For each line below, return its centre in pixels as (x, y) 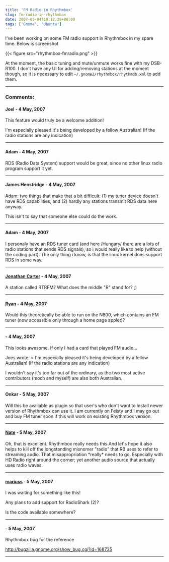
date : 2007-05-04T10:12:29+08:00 (40, 19)
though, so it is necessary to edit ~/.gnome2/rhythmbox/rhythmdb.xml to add (83, 74)
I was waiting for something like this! (43, 493)
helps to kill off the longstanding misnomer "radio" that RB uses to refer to (82, 449)
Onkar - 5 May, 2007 (27, 395)
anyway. (14, 206)
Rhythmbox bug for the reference (40, 540)
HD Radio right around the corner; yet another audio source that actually (80, 460)
